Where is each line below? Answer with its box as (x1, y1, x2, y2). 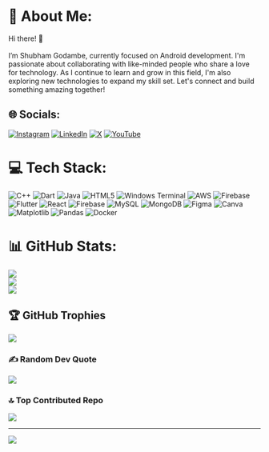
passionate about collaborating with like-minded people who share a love (8, 59, 250, 69)
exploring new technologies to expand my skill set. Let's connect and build (8, 76, 255, 86)
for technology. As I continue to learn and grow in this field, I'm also (8, 67, 231, 77)
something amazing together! (8, 84, 106, 94)
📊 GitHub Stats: (8, 237, 118, 255)
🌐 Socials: (8, 108, 61, 122)
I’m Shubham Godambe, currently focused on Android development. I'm (8, 50, 246, 60)
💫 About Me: (8, 7, 93, 26)
